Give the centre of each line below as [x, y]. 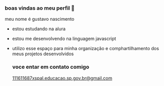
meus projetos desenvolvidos [43, 54]
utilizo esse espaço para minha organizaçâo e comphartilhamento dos [86, 49]
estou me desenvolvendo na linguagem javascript [64, 39]
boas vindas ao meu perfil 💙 [40, 8]
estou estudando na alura [39, 29]
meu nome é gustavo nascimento [40, 19]
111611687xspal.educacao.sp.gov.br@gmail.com [62, 78]
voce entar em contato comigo [51, 67]
